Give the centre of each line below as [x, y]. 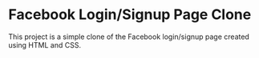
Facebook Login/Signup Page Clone [130, 15]
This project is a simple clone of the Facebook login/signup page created [129, 37]
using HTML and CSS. [45, 44]
